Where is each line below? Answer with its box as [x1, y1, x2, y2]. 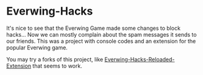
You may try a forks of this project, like [6, 55, 104, 63]
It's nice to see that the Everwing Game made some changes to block [6, 24, 181, 32]
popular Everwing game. [6, 44, 68, 51]
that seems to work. [32, 62, 82, 70]
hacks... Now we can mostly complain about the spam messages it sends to [6, 30, 197, 38]
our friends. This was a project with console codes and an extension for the [6, 37, 196, 45]
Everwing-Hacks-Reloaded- [104, 55, 175, 63]
